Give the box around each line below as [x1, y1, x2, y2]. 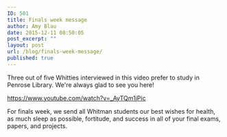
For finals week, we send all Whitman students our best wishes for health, [7, 107, 216, 115]
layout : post [7, 42, 45, 49]
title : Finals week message [7, 16, 88, 23]
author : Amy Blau [7, 23, 57, 29]
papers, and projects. [7, 121, 67, 130]
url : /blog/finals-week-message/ [7, 49, 103, 55]
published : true [7, 55, 53, 62]
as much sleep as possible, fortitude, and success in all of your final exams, [7, 114, 221, 123]
